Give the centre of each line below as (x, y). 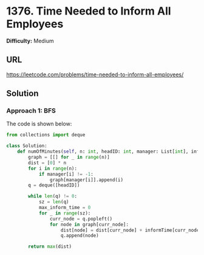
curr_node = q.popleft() (81, 219)
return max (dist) (50, 247)
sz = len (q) (54, 202)
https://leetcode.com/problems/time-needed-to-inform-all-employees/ (95, 75)
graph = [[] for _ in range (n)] (69, 157)
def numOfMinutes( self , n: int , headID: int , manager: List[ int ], (103, 152)
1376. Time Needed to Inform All (89, 11)
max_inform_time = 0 (65, 208)
